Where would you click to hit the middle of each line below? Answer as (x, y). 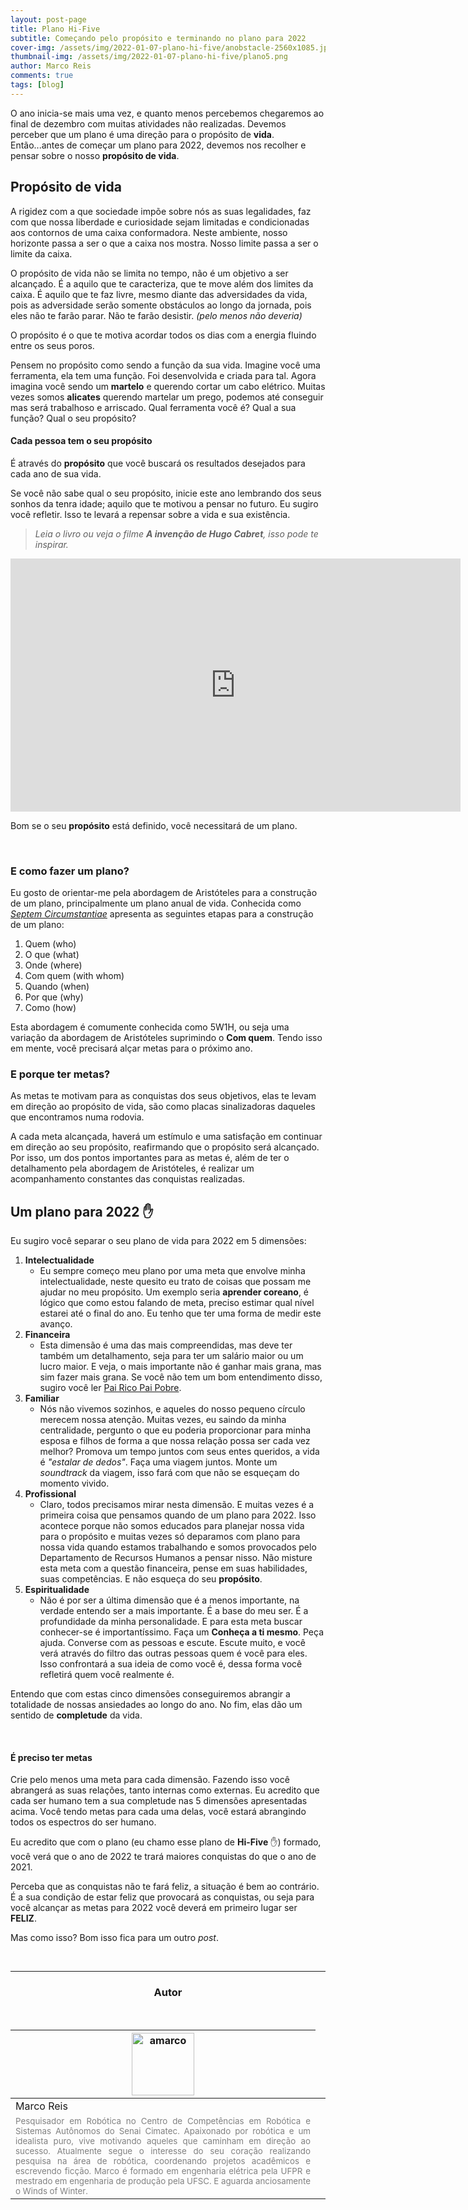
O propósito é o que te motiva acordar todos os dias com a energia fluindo (163, 335)
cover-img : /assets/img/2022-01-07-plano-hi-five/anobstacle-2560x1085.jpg (171, 47)
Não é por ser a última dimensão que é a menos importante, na (169, 1600)
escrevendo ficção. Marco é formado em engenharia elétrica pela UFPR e (163, 2170)
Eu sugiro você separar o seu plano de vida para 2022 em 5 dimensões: (158, 1241)
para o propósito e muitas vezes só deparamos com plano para (170, 1537)
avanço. (56, 1324)
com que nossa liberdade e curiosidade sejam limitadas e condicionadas (160, 222)
